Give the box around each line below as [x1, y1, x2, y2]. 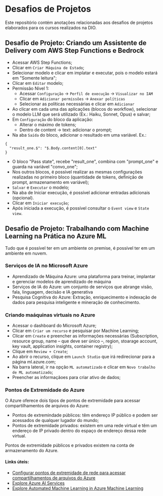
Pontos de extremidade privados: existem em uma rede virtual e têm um [12, 423, 157, 429]
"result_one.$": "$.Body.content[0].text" [9, 145, 97, 151]
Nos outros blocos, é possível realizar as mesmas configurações [12, 169, 143, 175]
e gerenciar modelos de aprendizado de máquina [12, 278, 111, 284]
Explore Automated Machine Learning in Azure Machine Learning [12, 485, 143, 491]
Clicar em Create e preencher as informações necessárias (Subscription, [12, 333, 159, 339]
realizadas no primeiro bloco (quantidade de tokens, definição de [12, 174, 143, 180]
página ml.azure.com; [12, 359, 56, 365]
